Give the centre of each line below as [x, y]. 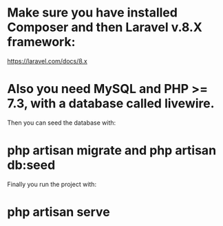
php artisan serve [59, 212]
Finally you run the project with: [52, 184]
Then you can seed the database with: [62, 123]
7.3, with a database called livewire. [111, 104]
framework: [41, 42]
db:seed [31, 165]
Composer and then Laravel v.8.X [105, 27]
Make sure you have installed [92, 13]
